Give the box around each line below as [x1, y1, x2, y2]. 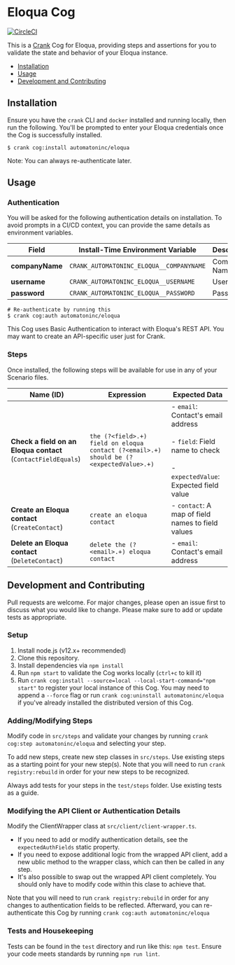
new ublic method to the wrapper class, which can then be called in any [17, 858, 225, 866]
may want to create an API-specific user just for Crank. [7, 332, 166, 340]
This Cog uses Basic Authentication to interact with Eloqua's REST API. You [7, 325, 225, 333]
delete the [90, 541, 126, 548]
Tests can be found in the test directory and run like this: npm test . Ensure [7, 942, 222, 950]
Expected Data [172, 389, 223, 399]
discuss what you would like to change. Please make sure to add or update [7, 605, 223, 613]
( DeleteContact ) [10, 555, 63, 565]
